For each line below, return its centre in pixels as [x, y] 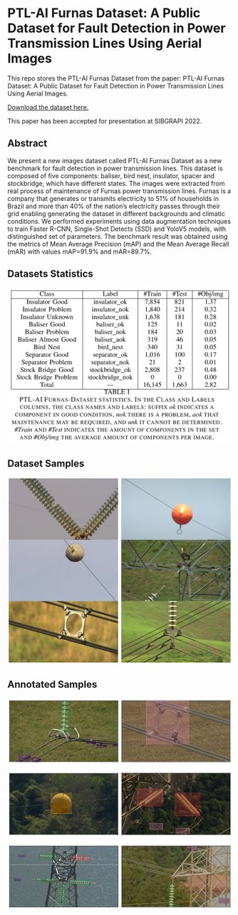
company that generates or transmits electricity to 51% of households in [113, 198]
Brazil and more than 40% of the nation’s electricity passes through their [114, 206]
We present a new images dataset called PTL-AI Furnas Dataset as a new [115, 160]
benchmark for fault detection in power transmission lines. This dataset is [115, 168]
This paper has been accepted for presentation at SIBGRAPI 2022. [105, 121]
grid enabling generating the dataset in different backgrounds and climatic [117, 213]
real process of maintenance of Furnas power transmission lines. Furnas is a [119, 191]
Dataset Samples [46, 464]
